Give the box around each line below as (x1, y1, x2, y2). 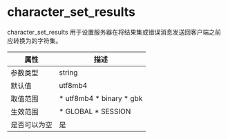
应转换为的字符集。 (7, 36, 62, 45)
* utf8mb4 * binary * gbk (59, 93, 143, 103)
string (59, 67, 78, 77)
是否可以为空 (10, 120, 53, 129)
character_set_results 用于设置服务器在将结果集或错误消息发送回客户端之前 (7, 28, 221, 36)
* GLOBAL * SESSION (59, 106, 131, 116)
